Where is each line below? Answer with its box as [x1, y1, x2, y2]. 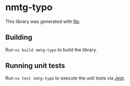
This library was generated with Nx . [5, 18, 81, 24]
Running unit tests [5, 62, 65, 70]
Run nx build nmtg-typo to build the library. [5, 46, 98, 52]
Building [5, 33, 32, 42]
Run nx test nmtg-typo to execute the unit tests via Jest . [5, 75, 125, 81]
